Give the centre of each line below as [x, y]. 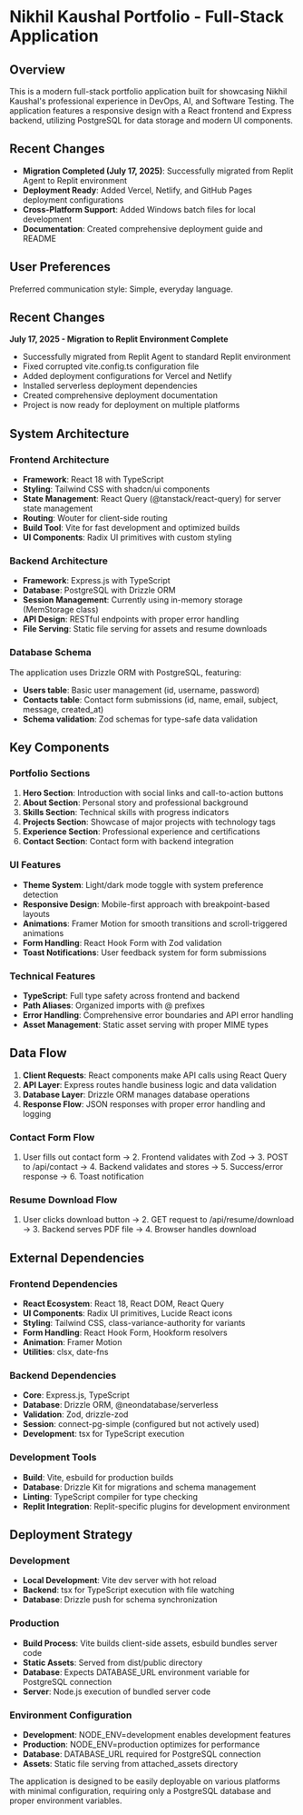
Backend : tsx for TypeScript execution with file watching [128, 1590]
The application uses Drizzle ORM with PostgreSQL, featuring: [126, 672]
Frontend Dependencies [64, 1283]
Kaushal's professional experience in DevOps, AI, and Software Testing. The [152, 101]
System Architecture [69, 434]
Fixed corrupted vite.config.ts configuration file [111, 366]
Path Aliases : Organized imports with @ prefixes [114, 1005]
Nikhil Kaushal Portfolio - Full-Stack [147, 17]
